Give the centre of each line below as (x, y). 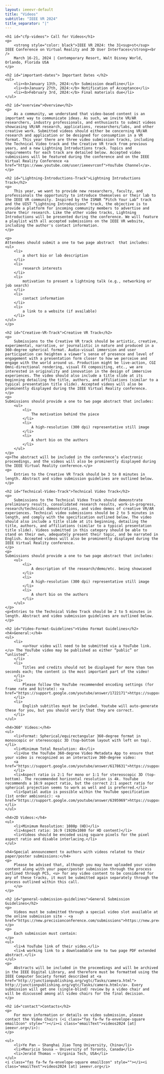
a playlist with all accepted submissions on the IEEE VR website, (75, 221)
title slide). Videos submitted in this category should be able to (76, 530)
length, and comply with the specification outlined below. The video (78, 517)
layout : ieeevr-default (29, 10)
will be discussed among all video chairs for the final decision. (75, 994)
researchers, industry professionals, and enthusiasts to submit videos (81, 123)
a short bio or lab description (56, 256)
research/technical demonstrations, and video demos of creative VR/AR (79, 509)
